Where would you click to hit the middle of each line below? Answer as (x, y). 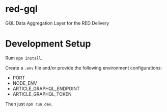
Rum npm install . (24, 58)
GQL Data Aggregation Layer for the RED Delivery (57, 23)
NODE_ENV (25, 83)
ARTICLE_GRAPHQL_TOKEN (42, 94)
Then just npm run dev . (29, 104)
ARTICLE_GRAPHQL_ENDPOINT (46, 88)
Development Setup (48, 44)
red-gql (22, 9)
